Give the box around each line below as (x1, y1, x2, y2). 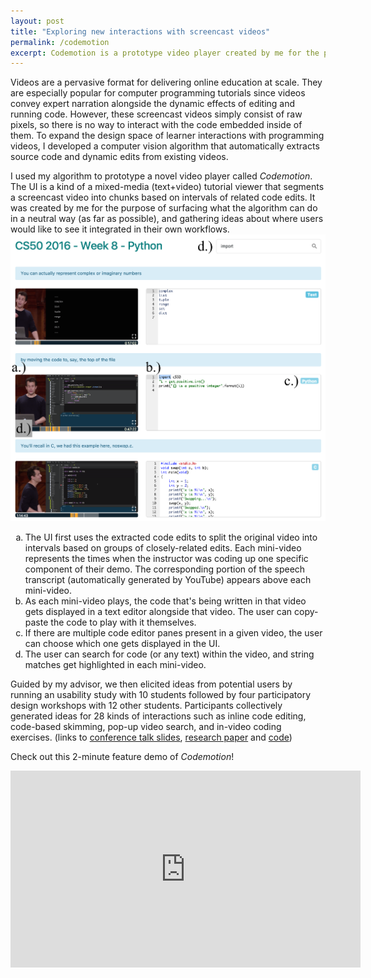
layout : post (10, 16, 65, 26)
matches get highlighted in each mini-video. (24, 658, 207, 670)
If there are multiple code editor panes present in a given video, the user (24, 626, 323, 639)
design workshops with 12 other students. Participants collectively (10, 699, 283, 711)
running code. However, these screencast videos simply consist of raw (10, 108, 303, 120)
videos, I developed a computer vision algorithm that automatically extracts (10, 140, 320, 152)
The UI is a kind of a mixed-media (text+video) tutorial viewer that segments (10, 181, 325, 193)
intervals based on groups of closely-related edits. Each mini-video (24, 541, 302, 554)
